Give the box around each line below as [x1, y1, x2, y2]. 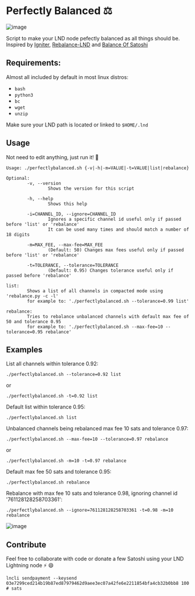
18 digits [6, 231, 30, 238]
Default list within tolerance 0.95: [6, 403, 86, 410]
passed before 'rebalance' [6, 272, 72, 279]
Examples [6, 344, 43, 355]
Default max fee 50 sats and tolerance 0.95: [6, 468, 112, 475]
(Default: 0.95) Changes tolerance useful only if [47, 268, 174, 273]
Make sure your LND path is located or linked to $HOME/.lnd [6, 121, 148, 128]
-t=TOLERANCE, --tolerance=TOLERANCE [27, 262, 119, 268]
